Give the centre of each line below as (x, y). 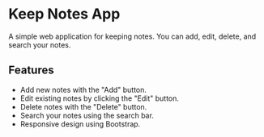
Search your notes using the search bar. (87, 115)
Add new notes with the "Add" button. (83, 89)
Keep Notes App (64, 14)
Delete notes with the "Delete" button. (83, 106)
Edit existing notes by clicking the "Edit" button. (100, 98)
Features (31, 71)
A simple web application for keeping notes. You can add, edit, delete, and (132, 36)
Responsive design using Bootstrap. (80, 124)
